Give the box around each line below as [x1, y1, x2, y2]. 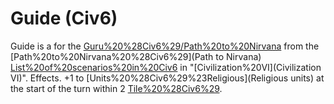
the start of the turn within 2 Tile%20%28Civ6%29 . [10, 82, 223, 94]
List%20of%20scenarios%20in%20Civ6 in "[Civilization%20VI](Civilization [10, 61, 322, 73]
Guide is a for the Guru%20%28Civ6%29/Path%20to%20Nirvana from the [10, 40, 320, 52]
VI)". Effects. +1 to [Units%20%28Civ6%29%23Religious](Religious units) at [10, 72, 325, 84]
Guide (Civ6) [10, 7, 118, 30]
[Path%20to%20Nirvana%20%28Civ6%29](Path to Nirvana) [10, 50, 262, 62]
